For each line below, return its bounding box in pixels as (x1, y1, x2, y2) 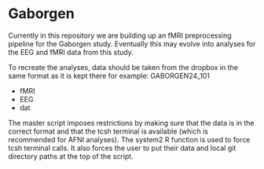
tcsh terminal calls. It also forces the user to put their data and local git (8, 143, 236, 152)
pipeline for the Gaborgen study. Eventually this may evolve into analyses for (8, 39, 256, 48)
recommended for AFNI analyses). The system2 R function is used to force (8, 134, 251, 144)
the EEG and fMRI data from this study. (8, 47, 134, 57)
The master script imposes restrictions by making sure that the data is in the (8, 118, 255, 127)
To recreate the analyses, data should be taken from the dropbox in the (8, 62, 238, 72)
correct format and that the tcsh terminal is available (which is (8, 127, 208, 136)
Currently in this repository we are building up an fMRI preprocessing (8, 31, 232, 40)
